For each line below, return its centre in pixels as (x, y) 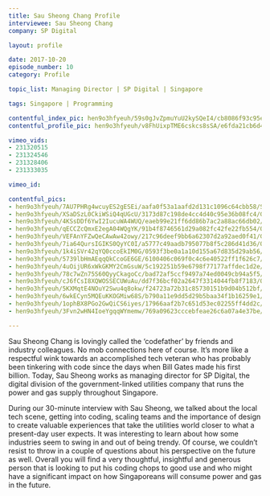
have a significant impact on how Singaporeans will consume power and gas (135, 476)
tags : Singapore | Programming (61, 104)
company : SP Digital (43, 31)
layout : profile (35, 45)
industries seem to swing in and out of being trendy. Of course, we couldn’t (133, 442)
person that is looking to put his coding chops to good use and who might (131, 468)
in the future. (30, 485)
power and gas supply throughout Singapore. (83, 392)
